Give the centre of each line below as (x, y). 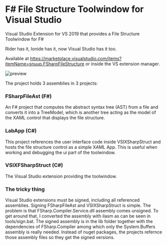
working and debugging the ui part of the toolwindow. (60, 152)
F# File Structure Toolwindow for (74, 9)
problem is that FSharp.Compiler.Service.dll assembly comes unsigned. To (82, 211)
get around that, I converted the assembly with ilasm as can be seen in (78, 216)
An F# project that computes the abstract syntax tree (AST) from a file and (82, 107)
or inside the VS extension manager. (122, 64)
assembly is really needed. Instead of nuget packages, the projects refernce (84, 232)
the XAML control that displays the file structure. (55, 118)
